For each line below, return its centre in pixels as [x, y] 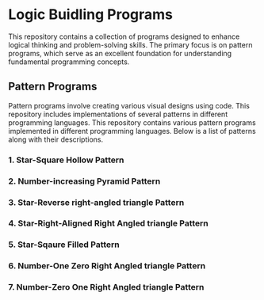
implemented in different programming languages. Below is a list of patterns [132, 131]
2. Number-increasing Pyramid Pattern [84, 181]
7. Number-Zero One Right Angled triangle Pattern [106, 287]
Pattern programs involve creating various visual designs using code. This [129, 105]
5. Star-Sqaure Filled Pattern [64, 245]
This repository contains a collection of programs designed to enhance [124, 36]
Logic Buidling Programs [90, 15]
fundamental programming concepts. [69, 62]
